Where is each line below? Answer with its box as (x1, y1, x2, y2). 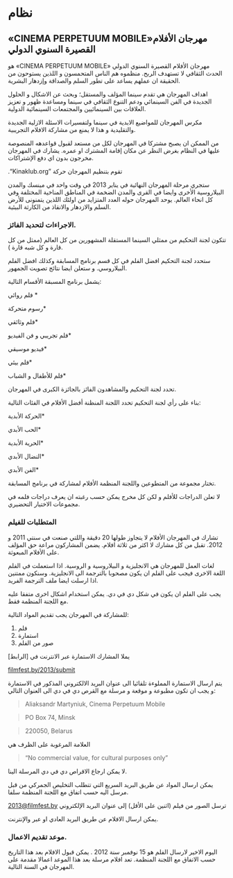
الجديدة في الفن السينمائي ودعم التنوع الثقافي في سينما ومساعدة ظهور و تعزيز (8, 97, 212, 105)
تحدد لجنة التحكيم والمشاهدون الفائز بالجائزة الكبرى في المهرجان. (8, 385, 176, 394)
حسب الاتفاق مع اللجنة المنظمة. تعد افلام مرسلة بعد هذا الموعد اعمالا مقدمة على (8, 855, 216, 863)
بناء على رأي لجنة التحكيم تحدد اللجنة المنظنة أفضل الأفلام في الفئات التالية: (8, 398, 201, 407)
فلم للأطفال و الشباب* (8, 371, 67, 380)
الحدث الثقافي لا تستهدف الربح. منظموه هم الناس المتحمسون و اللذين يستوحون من (8, 69, 223, 77)
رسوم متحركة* (8, 304, 47, 313)
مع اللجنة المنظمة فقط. (8, 597, 69, 605)
